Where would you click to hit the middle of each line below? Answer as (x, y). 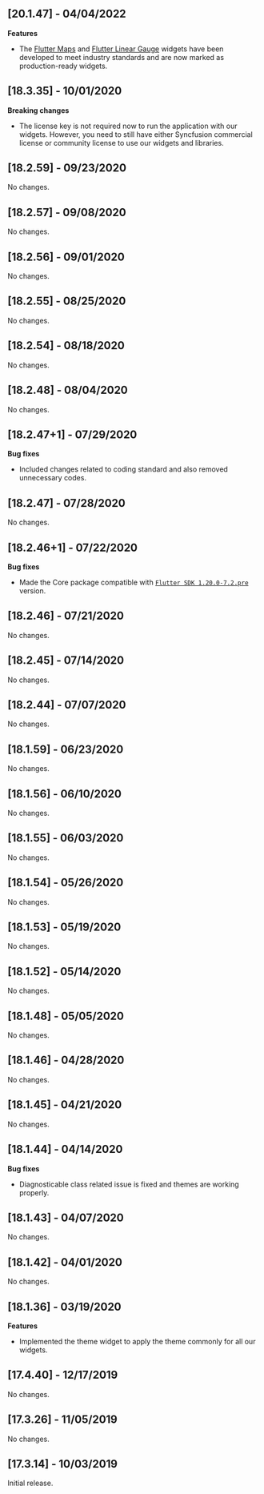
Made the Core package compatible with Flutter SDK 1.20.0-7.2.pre (134, 582)
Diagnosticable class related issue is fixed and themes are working (129, 1184)
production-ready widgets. (63, 66)
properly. (34, 1192)
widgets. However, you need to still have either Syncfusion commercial (136, 134)
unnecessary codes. (53, 478)
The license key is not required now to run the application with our (128, 126)
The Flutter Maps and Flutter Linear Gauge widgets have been (121, 49)
